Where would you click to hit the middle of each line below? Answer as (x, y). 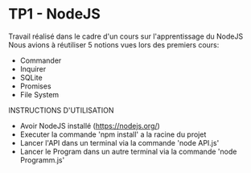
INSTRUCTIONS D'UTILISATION (61, 110)
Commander (41, 60)
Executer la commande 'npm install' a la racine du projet (113, 134)
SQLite (31, 77)
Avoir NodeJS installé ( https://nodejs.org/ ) (90, 126)
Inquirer (33, 68)
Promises (35, 86)
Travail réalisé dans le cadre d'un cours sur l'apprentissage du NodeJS (126, 36)
